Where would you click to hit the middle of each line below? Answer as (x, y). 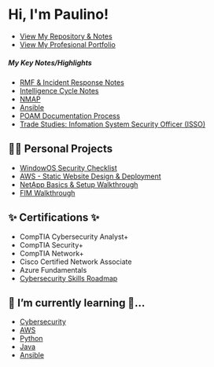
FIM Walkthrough (47, 193)
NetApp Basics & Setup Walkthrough (79, 184)
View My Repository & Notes (66, 36)
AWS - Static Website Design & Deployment (90, 176)
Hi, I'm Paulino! (58, 15)
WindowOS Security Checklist (68, 167)
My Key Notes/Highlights (50, 62)
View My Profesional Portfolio (67, 44)
